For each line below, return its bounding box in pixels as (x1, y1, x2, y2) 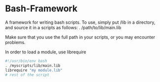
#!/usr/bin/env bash (5, 58, 48, 63)
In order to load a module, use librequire (5, 49, 87, 55)
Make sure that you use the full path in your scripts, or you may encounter (5, 34, 155, 40)
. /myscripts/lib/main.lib (5, 63, 61, 68)
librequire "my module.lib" (5, 68, 63, 73)
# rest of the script (5, 72, 50, 77)
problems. (5, 39, 26, 45)
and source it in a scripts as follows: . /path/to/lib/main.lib (5, 24, 122, 30)
